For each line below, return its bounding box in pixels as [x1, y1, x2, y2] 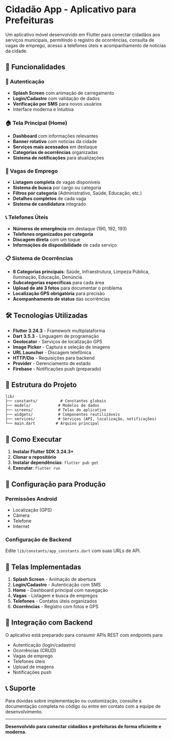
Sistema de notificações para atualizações [12, 154, 104, 161]
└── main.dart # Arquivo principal [5, 421, 100, 426]
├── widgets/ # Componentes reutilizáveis [5, 412, 120, 417]
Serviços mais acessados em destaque [12, 144, 97, 150]
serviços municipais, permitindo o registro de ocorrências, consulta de [5, 37, 155, 43]
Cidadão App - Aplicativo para [5, 4, 137, 15]
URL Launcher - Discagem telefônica [12, 349, 92, 355]
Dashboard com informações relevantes [12, 132, 98, 139]
